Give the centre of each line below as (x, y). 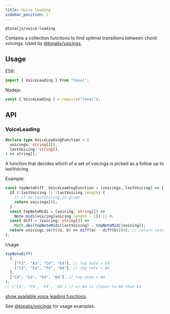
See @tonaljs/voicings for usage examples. (50, 306)
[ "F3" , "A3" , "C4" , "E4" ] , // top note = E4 (62, 263)
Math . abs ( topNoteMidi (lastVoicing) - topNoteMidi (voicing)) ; (80, 226)
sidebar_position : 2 (27, 15)
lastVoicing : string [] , (35, 149)
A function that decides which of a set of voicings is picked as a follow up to (85, 164)
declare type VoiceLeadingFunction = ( (47, 140)
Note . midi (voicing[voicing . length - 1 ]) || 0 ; (64, 216)
